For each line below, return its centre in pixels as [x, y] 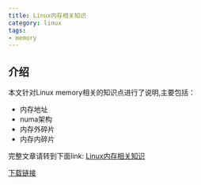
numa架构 [36, 119]
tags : [17, 30]
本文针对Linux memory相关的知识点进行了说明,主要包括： [102, 93]
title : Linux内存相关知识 [47, 15]
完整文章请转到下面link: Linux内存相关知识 [77, 156]
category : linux [35, 23]
